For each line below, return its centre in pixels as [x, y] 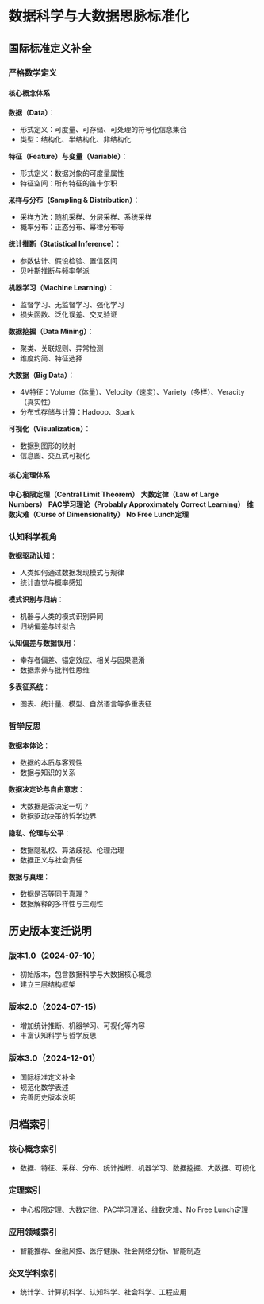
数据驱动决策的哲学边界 [58, 815]
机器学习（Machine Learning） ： [61, 287]
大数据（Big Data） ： [42, 375]
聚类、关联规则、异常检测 [61, 348]
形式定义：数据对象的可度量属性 [72, 173]
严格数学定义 [33, 72]
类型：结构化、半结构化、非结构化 [75, 139]
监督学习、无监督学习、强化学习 [72, 304]
